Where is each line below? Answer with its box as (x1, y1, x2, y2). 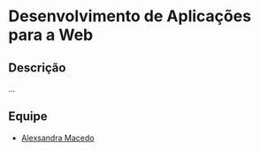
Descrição (8, 60, 66, 75)
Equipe (8, 109, 48, 125)
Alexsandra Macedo (20, 132, 95, 143)
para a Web (8, 25, 94, 45)
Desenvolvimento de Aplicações (8, 6, 252, 26)
